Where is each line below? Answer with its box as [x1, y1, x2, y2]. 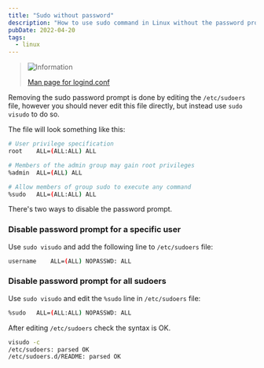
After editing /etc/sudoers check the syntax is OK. [8, 323, 171, 333]
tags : [8, 33, 26, 42]
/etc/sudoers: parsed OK [8, 345, 90, 354]
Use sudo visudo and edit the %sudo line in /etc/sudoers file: [8, 293, 201, 303]
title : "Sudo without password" [8, 11, 114, 20]
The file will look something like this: [8, 125, 126, 134]
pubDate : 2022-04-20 [8, 26, 76, 34]
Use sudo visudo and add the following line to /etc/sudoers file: [8, 241, 214, 252]
